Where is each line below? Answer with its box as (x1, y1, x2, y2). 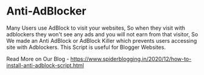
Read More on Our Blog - (6, 55, 69, 62)
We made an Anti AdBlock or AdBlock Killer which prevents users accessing (6, 37, 197, 44)
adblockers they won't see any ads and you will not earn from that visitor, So (6, 30, 199, 37)
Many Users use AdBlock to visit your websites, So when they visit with (6, 24, 186, 31)
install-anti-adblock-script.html (6, 62, 84, 69)
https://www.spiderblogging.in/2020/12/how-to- (70, 55, 192, 62)
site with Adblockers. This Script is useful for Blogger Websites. (6, 44, 166, 51)
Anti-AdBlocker (6, 4, 86, 18)
